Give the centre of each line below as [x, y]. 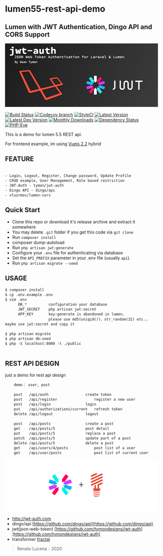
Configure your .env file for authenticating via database [67, 253]
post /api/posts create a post [64, 424]
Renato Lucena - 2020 [39, 548]
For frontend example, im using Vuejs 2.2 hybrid [53, 144]
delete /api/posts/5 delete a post [64, 443]
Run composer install [34, 237]
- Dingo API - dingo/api [30, 190]
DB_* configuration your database [63, 304]
